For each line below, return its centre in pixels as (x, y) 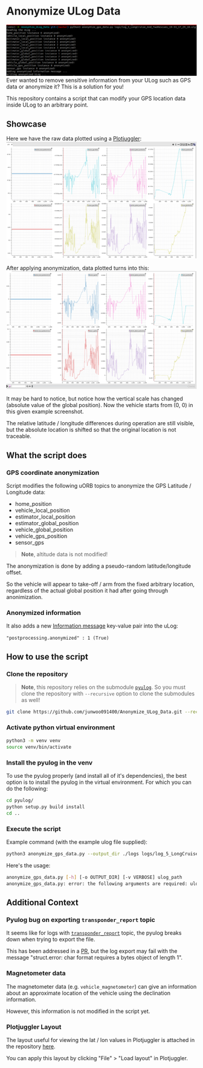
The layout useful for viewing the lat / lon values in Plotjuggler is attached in (101, 1040)
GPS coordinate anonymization (53, 473)
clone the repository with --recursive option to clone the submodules (108, 693)
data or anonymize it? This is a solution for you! (65, 87)
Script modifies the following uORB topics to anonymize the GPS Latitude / (99, 485)
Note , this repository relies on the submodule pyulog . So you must (103, 687)
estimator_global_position (47, 523)
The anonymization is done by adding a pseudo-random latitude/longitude (99, 566)
